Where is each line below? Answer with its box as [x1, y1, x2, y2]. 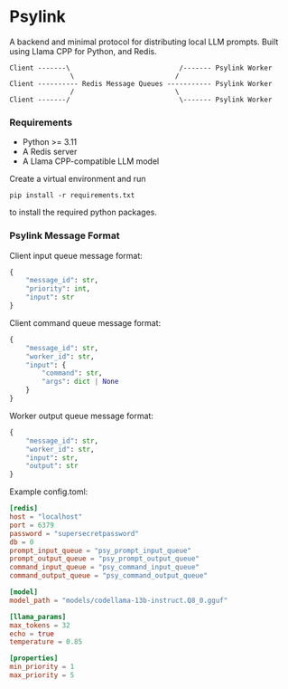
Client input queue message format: [9, 250, 143, 261]
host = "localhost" [9, 512, 83, 522]
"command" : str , [42, 368, 103, 378]
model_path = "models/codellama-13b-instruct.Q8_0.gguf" [9, 596, 228, 605]
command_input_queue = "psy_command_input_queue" [9, 563, 200, 572]
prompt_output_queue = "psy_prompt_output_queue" [9, 554, 200, 563]
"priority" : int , [25, 284, 91, 293]
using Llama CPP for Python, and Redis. [9, 45, 158, 56]
